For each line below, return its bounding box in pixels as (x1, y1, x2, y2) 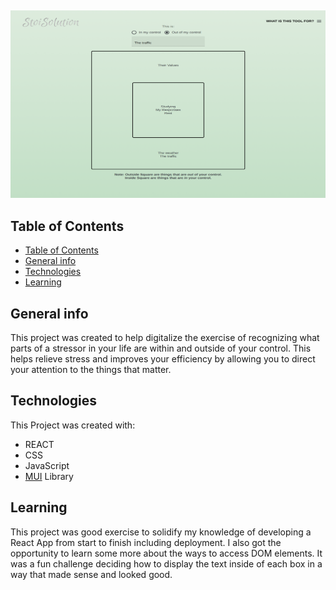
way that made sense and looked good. (10, 568, 173, 580)
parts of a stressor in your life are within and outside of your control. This (10, 342, 312, 355)
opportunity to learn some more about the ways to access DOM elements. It (10, 547, 323, 559)
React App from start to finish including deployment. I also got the (10, 536, 282, 548)
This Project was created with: (10, 419, 136, 431)
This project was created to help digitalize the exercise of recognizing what (10, 332, 320, 344)
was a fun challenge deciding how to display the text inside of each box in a (10, 557, 323, 570)
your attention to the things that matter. (10, 364, 172, 376)
